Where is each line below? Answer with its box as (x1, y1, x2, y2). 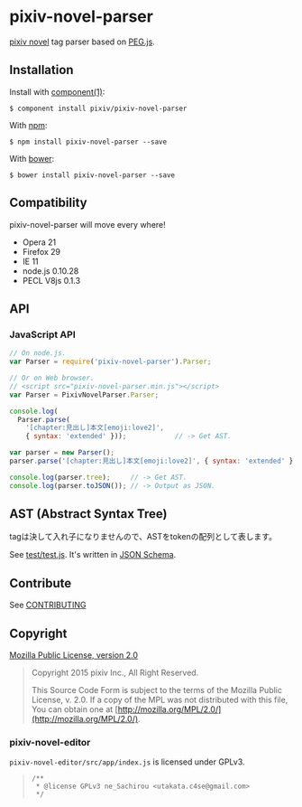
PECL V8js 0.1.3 (22, 275, 81, 286)
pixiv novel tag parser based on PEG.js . (9, 36, 155, 47)
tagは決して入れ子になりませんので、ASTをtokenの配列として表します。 (9, 531, 278, 542)
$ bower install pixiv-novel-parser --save (9, 170, 176, 180)
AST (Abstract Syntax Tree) (9, 506, 168, 521)
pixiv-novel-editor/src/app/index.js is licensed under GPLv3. (9, 756, 245, 767)
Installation (9, 62, 74, 78)
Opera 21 (22, 237, 57, 248)
